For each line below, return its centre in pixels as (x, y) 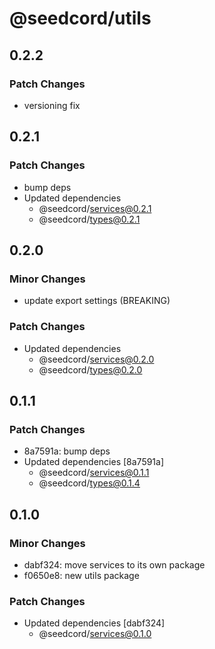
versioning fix (52, 105)
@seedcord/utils (80, 18)
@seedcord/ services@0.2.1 (95, 208)
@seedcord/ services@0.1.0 (95, 634)
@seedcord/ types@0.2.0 (90, 369)
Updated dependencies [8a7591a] (94, 462)
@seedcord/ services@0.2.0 (96, 359)
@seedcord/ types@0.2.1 (89, 219)
